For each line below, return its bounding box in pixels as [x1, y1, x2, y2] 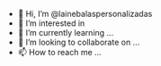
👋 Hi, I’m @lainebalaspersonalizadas [17, 9, 153, 19]
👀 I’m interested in [17, 18, 85, 29]
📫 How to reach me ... [17, 47, 102, 57]
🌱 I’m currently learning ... [17, 28, 114, 37]
